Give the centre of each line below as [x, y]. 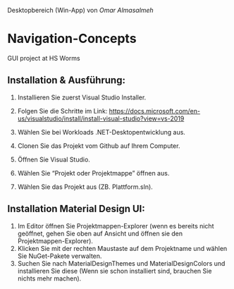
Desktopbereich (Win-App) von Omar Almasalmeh [80, 10]
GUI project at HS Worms [44, 58]
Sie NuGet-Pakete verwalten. [60, 256]
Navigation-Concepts [72, 39]
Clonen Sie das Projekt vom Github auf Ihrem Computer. [99, 146]
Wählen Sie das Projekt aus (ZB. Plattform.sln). [85, 187]
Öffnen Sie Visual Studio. [54, 159]
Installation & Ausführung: [66, 80]
